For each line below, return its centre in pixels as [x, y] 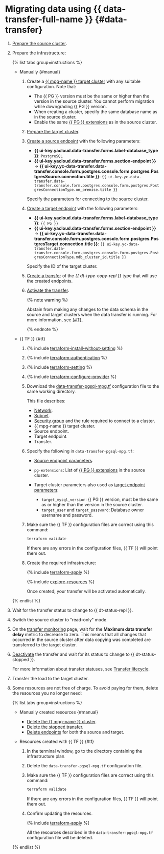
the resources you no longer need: [47, 693]
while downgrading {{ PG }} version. [70, 106]
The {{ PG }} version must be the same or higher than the [92, 96]
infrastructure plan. [46, 756]
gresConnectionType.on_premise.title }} [76, 190]
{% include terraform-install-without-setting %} [75, 348]
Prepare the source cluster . [39, 43]
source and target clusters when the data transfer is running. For [92, 314]
